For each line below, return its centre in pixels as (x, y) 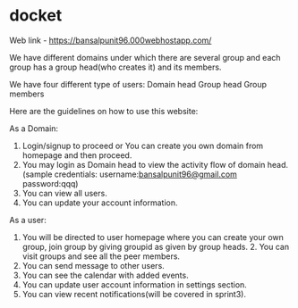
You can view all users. (64, 193)
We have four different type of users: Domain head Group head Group (138, 84)
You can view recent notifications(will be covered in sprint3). (134, 294)
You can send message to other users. (94, 265)
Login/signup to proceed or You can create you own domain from (143, 146)
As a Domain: (34, 128)
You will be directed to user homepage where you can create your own (153, 237)
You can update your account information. (100, 203)
